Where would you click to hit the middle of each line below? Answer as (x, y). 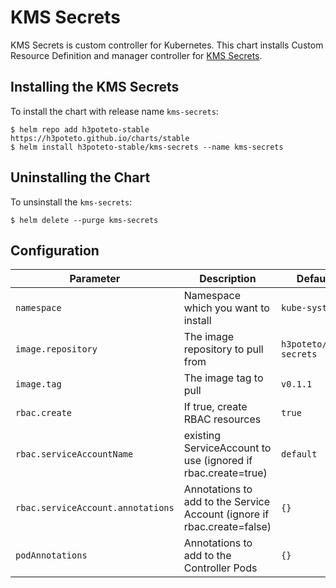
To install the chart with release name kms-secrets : (114, 111)
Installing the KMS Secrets (95, 87)
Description (228, 279)
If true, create (215, 407)
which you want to (226, 308)
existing (202, 436)
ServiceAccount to (227, 448)
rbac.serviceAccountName (74, 454)
